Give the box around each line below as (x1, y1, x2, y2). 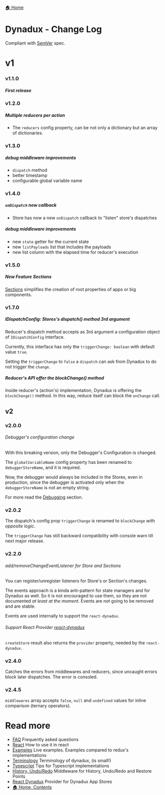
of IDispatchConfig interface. (5, 334, 65, 340)
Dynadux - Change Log (5, 24, 102, 35)
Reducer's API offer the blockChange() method (5, 375, 104, 381)
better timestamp (12, 172, 48, 178)
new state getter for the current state (12, 238, 89, 244)
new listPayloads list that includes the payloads (12, 244, 111, 250)
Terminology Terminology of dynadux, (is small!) (12, 758, 111, 764)
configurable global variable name (12, 177, 83, 183)
